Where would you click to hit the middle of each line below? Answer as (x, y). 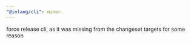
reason (15, 35)
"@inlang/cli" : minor (34, 12)
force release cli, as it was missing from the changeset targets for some (96, 29)
